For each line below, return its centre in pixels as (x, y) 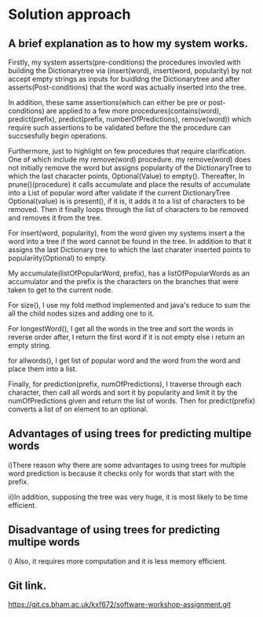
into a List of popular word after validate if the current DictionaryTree (119, 193)
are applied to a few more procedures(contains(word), (133, 111)
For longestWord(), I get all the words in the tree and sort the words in (121, 329)
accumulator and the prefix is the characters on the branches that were (123, 281)
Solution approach (69, 15)
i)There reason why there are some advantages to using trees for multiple (127, 465)
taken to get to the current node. (61, 290)
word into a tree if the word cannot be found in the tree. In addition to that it (130, 241)
